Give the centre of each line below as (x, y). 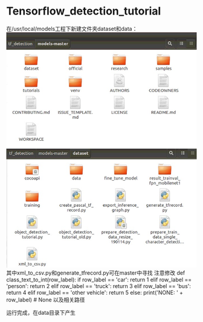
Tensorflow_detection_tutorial (84, 11)
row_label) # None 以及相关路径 (46, 300)
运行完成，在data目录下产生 (41, 312)
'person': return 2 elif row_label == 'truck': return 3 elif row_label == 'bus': (99, 286)
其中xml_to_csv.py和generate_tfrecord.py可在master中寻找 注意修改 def (96, 273)
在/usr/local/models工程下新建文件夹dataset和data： (72, 29)
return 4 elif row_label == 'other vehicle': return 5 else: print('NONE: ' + (95, 292)
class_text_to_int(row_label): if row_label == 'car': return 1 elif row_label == (99, 280)
